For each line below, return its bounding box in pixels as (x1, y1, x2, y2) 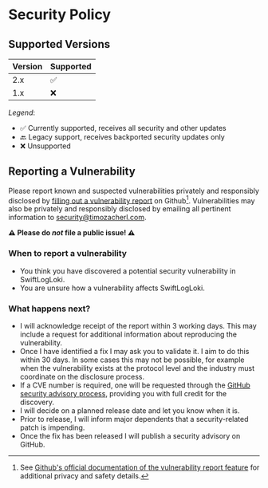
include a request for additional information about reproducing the (19, 329, 238, 340)
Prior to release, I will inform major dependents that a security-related (19, 415, 249, 424)
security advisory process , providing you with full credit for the (19, 389, 227, 399)
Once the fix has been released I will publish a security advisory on (19, 431, 241, 441)
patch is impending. (19, 423, 85, 432)
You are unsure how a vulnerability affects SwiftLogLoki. (19, 283, 205, 293)
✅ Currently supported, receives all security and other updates (19, 124, 227, 132)
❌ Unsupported (19, 141, 71, 151)
